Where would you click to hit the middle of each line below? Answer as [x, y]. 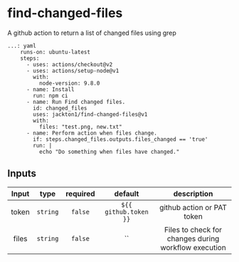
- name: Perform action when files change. [92, 133]
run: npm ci [51, 95]
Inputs [22, 173]
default [127, 194]
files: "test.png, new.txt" [80, 127]
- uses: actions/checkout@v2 [69, 64]
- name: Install [50, 89]
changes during [193, 239]
